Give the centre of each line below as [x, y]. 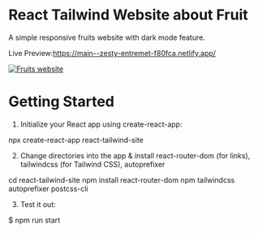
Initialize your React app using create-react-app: [101, 124]
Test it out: [38, 204]
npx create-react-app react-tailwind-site [76, 140]
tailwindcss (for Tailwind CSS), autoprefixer [92, 164]
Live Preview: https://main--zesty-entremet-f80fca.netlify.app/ [112, 53]
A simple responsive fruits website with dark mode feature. [107, 37]
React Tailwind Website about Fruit [129, 15]
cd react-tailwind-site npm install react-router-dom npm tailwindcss [122, 179]
